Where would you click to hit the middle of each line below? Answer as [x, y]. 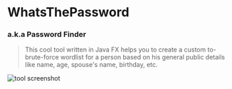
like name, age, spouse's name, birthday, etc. [91, 65]
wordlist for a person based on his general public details [143, 57]
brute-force [42, 57]
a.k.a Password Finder [47, 35]
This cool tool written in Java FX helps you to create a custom [115, 49]
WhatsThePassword [68, 12]
